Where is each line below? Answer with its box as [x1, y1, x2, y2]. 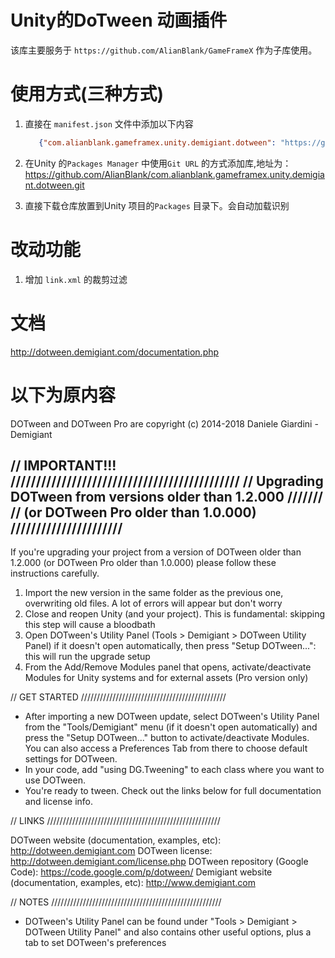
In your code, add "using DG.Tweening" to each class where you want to [24, 764, 325, 776]
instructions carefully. [10, 567, 100, 580]
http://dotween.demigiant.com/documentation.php [10, 346, 220, 358]
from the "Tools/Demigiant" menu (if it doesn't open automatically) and [24, 721, 318, 733]
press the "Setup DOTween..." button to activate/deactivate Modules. [24, 732, 310, 744]
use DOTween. [24, 774, 86, 786]
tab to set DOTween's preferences [24, 937, 167, 949]
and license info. [24, 796, 94, 808]
